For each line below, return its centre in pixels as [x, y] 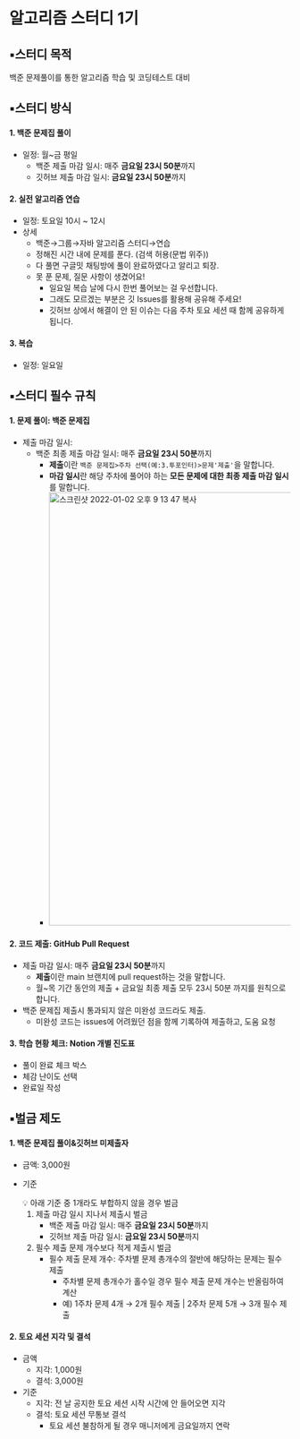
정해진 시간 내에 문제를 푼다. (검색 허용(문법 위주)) [122, 254]
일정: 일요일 [43, 365]
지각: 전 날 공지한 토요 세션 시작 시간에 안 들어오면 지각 [130, 1403]
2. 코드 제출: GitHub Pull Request [69, 944]
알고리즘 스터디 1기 [74, 18]
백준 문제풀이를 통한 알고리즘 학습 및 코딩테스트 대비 [100, 77]
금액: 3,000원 [46, 1164]
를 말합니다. [69, 487]
